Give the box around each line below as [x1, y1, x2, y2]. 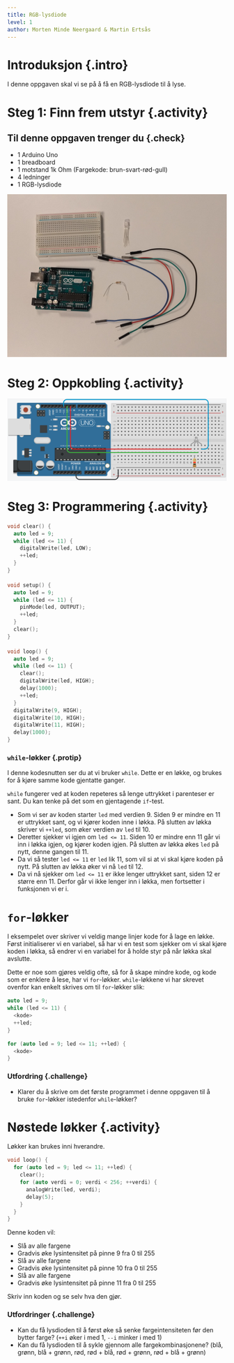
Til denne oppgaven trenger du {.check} [7, 132, 186, 144]
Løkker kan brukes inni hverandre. [7, 1142, 105, 1151]
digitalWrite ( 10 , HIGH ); [13, 714, 86, 721]
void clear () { [7, 522, 52, 530]
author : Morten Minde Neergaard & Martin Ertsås [7, 26, 151, 33]
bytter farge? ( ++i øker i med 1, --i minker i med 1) [17, 1333, 162, 1341]
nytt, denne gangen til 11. [17, 848, 89, 856]
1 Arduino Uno [17, 151, 58, 159]
